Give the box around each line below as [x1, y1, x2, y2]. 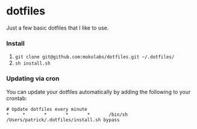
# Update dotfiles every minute [6, 106, 87, 112]
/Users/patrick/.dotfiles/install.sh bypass [6, 116, 120, 123]
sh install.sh [14, 60, 51, 67]
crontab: [6, 95, 27, 102]
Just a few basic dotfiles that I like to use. [6, 24, 109, 31]
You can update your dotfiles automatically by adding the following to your [6, 88, 191, 95]
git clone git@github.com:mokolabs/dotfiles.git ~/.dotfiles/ [14, 54, 175, 60]
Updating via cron [6, 74, 60, 83]
